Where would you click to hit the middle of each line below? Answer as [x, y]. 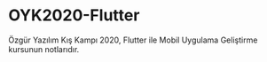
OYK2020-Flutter [74, 15]
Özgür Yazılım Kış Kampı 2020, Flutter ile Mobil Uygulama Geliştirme [133, 40]
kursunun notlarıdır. [44, 49]
